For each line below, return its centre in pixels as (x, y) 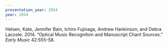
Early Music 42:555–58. (30, 40)
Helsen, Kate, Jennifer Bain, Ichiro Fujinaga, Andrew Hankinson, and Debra (83, 29)
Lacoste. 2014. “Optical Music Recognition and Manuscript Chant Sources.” (84, 34)
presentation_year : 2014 (31, 10)
